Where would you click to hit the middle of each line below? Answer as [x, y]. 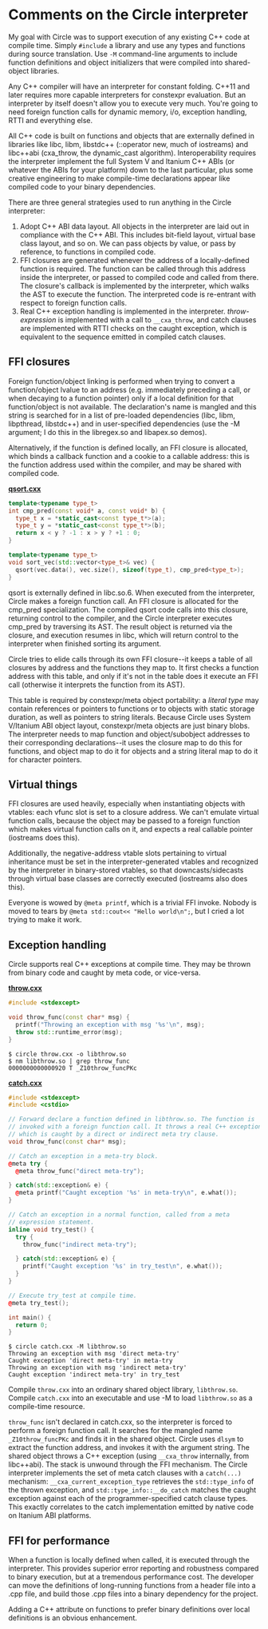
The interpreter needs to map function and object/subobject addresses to [129, 734]
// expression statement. [51, 1222]
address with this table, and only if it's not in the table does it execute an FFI [133, 676]
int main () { [30, 1317]
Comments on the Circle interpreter [128, 15]
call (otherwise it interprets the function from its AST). [97, 685]
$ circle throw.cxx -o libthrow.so [67, 1054]
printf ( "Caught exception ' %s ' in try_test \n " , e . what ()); [123, 1266]
